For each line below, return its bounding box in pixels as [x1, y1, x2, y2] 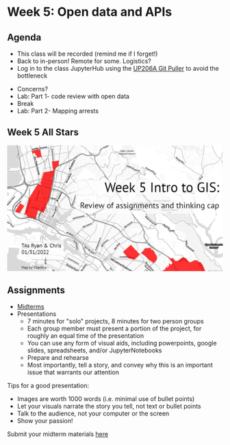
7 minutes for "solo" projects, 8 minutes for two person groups [27, 317, 204, 326]
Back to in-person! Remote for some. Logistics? [16, 57, 152, 65]
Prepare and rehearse [27, 354, 89, 362]
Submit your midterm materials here [7, 430, 108, 438]
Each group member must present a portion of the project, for [27, 324, 202, 333]
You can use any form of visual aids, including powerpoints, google [27, 339, 217, 347]
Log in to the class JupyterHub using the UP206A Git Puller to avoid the [16, 65, 219, 72]
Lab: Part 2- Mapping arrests [16, 107, 99, 115]
